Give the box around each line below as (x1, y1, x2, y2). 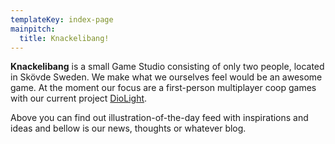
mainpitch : (10, 24, 56, 34)
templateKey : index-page (10, 14, 114, 25)
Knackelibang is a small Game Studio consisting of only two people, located (10, 61, 325, 73)
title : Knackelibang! (19, 33, 110, 43)
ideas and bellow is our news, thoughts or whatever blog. (10, 122, 247, 135)
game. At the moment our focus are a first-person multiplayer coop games (10, 82, 317, 94)
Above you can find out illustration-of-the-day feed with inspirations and (10, 112, 309, 124)
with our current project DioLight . (10, 92, 148, 105)
